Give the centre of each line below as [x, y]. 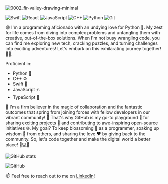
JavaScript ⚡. [26, 90]
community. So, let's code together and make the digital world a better [78, 139]
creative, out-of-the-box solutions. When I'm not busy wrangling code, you [83, 38]
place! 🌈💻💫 [17, 145]
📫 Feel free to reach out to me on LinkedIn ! [50, 176]
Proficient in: [18, 64]
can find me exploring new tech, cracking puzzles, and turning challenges [81, 43]
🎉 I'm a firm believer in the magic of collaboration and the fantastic [74, 107]
